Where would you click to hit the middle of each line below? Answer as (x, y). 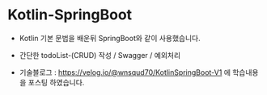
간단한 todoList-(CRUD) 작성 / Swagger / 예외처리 (100, 55)
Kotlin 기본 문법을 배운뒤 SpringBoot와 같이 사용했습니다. (110, 38)
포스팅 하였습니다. (56, 82)
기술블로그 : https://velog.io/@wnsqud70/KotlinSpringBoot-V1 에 (125, 72)
